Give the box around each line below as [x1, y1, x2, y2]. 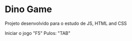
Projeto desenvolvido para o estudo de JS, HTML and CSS [5, 20, 127, 26]
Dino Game [5, 4, 52, 15]
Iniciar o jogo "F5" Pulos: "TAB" [5, 30, 71, 36]
